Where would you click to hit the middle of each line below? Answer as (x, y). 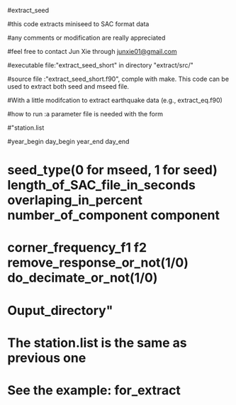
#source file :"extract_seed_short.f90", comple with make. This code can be (118, 79)
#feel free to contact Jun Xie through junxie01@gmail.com (92, 51)
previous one (47, 358)
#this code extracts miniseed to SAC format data (78, 24)
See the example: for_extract (94, 390)
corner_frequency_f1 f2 (77, 248)
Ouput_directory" (60, 310)
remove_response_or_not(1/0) (98, 263)
